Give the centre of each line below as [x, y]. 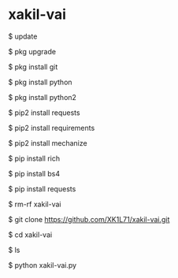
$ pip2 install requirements [52, 128]
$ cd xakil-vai [30, 235]
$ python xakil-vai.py [43, 265]
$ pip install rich [34, 158]
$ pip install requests [42, 189]
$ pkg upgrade [32, 51]
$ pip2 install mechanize [48, 143]
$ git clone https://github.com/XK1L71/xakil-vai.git [89, 219]
